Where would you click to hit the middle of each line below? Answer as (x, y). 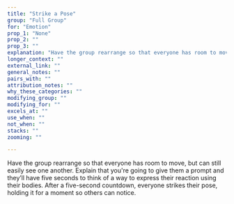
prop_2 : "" (23, 40)
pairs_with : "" (29, 79)
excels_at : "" (28, 111)
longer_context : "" (36, 59)
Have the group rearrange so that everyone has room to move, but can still (114, 163)
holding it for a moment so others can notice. (72, 193)
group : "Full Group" (37, 20)
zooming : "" (24, 137)
